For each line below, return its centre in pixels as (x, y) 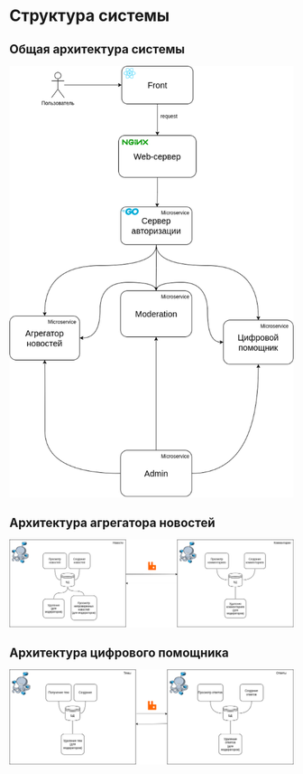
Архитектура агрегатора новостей (112, 522)
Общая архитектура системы (97, 49)
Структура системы (89, 16)
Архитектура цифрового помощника (119, 652)
